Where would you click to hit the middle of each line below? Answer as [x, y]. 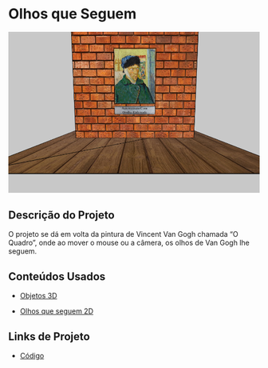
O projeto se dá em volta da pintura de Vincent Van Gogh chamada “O [123, 234]
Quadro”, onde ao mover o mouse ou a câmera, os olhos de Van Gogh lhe [129, 243]
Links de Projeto [49, 336]
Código [32, 356]
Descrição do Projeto [61, 216]
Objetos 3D [38, 296]
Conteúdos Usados [57, 276]
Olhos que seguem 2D [57, 311]
